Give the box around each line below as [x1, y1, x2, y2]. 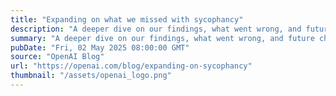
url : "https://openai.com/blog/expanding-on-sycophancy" [10, 61, 253, 71]
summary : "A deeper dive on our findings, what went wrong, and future [10, 33, 315, 43]
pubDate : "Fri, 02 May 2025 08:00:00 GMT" [10, 42, 190, 53]
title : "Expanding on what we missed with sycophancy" [10, 14, 244, 25]
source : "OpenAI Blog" [10, 52, 105, 62]
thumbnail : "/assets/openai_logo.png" [10, 71, 172, 81]
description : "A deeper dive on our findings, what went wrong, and [10, 24, 302, 34]
